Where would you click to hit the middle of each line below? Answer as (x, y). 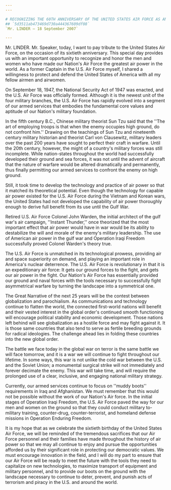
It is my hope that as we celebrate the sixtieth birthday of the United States (84, 428)
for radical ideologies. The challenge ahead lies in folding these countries (82, 334)
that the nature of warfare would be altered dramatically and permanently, (83, 165)
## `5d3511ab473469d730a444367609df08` (48, 24)
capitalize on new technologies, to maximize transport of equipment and (81, 466)
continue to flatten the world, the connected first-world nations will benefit (83, 307)
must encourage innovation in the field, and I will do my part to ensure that (83, 455)
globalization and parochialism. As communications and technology (76, 301)
